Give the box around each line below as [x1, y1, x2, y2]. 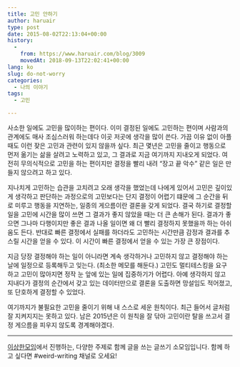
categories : [7, 76, 43, 84]
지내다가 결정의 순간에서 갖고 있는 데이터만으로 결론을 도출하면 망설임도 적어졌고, [7, 279, 233, 287]
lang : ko [7, 64, 34, 71]
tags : [7, 90, 24, 97]
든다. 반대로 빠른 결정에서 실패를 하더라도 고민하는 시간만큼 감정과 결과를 [20, 228, 223, 236]
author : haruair [7, 17, 56, 24]
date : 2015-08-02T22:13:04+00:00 [7, 30, 107, 38]
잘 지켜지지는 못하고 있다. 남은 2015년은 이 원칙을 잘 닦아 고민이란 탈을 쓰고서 [7, 312, 223, 320]
